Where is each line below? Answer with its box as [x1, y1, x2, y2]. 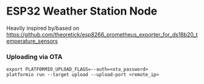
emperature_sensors [6, 37, 58, 44]
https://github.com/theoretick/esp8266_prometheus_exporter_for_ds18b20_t [6, 30, 198, 38]
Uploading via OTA [6, 52, 63, 61]
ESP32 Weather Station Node [6, 4, 158, 18]
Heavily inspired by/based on [6, 24, 80, 32]
